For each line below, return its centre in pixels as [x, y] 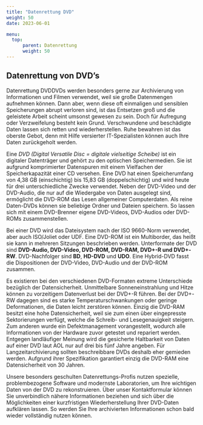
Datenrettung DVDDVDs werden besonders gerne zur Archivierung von [95, 90]
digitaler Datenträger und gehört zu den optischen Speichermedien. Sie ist [99, 160]
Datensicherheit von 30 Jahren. [46, 365]
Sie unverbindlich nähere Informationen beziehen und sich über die [90, 396]
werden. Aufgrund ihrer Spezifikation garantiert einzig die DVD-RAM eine [98, 358]
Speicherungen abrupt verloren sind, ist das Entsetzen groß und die [91, 109]
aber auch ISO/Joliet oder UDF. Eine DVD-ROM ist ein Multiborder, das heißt [101, 237]
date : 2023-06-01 [28, 23]
